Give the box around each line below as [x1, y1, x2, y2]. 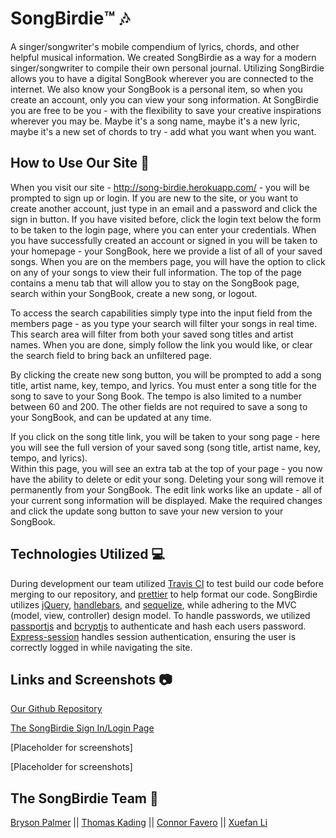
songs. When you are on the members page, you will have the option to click [10, 255, 326, 267]
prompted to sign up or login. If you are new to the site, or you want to [10, 192, 299, 204]
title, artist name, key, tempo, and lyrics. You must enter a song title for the [10, 379, 317, 391]
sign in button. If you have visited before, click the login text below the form [10, 213, 322, 225]
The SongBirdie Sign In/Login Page [10, 722, 155, 734]
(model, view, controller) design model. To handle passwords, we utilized [10, 609, 311, 621]
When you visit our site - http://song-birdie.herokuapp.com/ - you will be [10, 181, 310, 193]
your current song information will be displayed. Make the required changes [10, 494, 323, 506]
